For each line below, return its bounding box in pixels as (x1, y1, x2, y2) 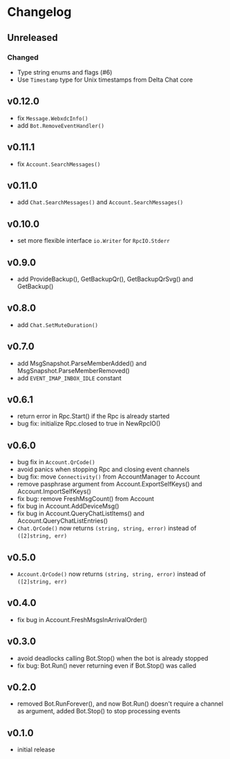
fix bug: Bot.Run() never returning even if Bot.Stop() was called (17, 661, 197, 670)
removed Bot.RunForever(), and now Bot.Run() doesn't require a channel (17, 699, 224, 708)
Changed (7, 53, 39, 62)
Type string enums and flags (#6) (17, 68, 113, 76)
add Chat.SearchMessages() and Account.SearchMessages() (17, 198, 184, 206)
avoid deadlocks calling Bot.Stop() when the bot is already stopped (17, 654, 209, 662)
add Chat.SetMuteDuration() (17, 320, 99, 329)
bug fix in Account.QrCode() (17, 458, 95, 466)
